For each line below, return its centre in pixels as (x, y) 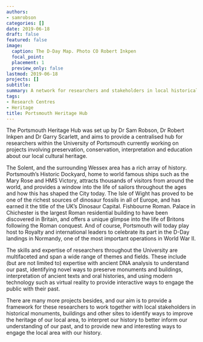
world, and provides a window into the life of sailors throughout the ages (96, 187)
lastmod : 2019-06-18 (32, 74)
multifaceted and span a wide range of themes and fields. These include (96, 257)
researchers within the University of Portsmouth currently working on (93, 143)
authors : (17, 12)
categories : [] (25, 23)
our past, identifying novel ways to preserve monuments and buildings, (95, 269)
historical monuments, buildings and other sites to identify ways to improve (100, 314)
